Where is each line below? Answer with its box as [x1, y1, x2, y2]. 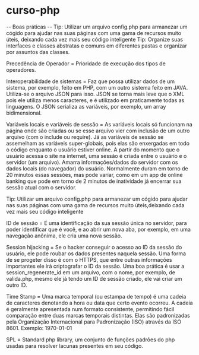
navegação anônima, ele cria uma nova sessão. [6, 232, 122, 239]
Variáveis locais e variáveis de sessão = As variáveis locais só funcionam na [6, 121, 193, 128]
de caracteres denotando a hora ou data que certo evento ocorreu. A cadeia [6, 299, 193, 306]
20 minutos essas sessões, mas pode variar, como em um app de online [6, 171, 183, 178]
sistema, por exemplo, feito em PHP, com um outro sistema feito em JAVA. [6, 84, 188, 91]
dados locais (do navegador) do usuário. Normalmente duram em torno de [6, 164, 188, 172]
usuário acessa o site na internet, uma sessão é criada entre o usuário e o [6, 152, 187, 159]
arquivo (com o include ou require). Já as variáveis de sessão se [6, 133, 164, 140]
